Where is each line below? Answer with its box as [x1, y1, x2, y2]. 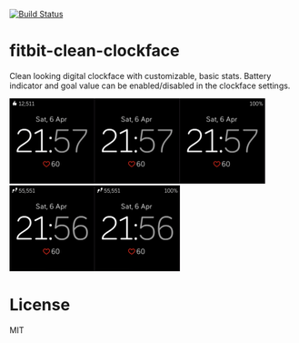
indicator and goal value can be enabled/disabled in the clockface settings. [9, 80, 291, 91]
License [9, 295, 71, 316]
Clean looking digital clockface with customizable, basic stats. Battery [9, 70, 272, 81]
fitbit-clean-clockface [9, 41, 180, 61]
